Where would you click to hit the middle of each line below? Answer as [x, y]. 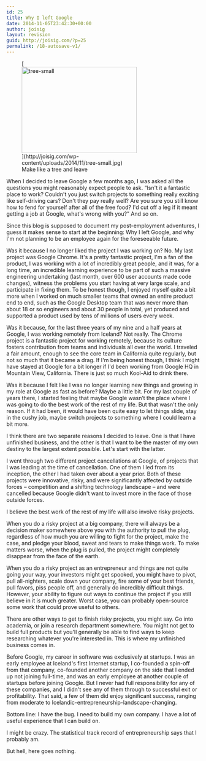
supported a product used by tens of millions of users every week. [90, 316]
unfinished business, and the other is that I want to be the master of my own [102, 442]
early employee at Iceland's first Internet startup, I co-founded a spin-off [98, 663]
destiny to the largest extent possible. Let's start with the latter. [86, 449]
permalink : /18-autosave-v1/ [44, 47]
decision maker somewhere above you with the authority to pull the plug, [98, 530]
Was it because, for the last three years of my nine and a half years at [94, 327]
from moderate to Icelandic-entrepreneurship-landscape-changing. [92, 702]
